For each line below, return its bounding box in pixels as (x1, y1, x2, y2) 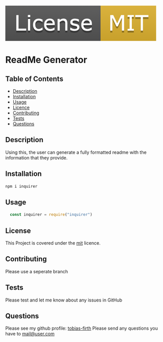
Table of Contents (5, 74, 64, 83)
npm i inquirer (5, 184, 38, 189)
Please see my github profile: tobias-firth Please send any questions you (5, 325, 158, 331)
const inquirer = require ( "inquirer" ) (10, 212, 93, 217)
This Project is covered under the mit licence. (5, 240, 101, 246)
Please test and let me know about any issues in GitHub (5, 297, 123, 303)
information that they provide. (5, 154, 68, 160)
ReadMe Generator (5, 54, 87, 66)
